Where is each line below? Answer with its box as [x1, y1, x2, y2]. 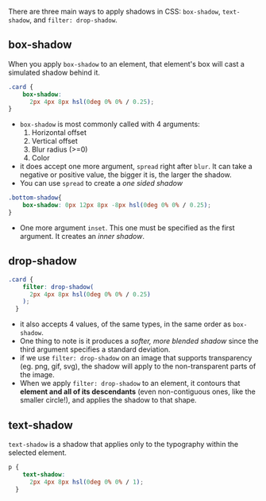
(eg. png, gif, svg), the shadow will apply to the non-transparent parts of [19, 361, 256, 372]
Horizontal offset [31, 128, 87, 137]
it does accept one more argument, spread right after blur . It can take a [19, 162, 253, 171]
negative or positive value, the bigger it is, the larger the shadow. [19, 170, 232, 179]
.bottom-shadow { [8, 194, 62, 202]
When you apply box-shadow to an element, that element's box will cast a [8, 59, 245, 68]
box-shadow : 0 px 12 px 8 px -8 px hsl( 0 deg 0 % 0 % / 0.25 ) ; [22, 202, 212, 210]
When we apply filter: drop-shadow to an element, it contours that [19, 379, 241, 388]
